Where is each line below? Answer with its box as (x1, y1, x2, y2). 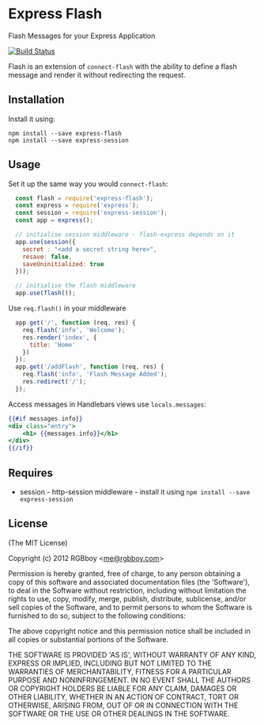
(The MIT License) (8, 538, 69, 548)
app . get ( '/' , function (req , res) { (15, 319, 136, 327)
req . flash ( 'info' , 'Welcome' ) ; (22, 326, 126, 334)
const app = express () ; (15, 216, 93, 224)
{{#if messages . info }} (8, 414, 83, 422)
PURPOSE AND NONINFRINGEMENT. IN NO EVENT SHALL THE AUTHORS (8, 675, 251, 685)
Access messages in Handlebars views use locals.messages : (8, 399, 207, 409)
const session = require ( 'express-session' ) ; (15, 209, 168, 217)
